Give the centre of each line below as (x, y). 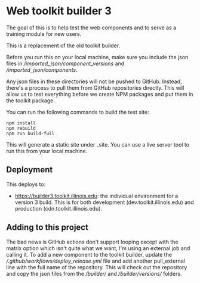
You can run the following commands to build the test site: (78, 112)
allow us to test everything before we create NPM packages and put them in (100, 94)
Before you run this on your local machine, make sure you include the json (97, 57)
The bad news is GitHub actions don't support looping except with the (92, 242)
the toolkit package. (31, 101)
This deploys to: (26, 184)
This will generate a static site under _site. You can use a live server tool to (98, 144)
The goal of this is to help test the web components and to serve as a (91, 28)
